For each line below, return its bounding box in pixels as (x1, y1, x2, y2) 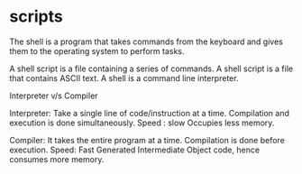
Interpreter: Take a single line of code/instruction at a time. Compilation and (9, 107, 290, 118)
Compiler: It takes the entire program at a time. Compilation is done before (9, 134, 286, 145)
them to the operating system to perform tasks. (9, 45, 185, 56)
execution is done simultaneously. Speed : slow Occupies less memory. (9, 117, 275, 128)
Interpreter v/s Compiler (9, 90, 98, 101)
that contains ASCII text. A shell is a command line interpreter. (9, 72, 239, 83)
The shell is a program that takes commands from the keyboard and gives (9, 36, 284, 47)
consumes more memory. (9, 153, 105, 164)
